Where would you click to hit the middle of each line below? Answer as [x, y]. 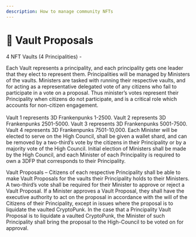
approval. [17, 228]
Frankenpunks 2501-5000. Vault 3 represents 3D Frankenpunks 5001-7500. [97, 124]
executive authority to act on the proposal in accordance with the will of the [97, 197]
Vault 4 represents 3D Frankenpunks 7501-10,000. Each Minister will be [92, 130]
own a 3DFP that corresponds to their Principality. [66, 161]
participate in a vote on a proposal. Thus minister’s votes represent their [92, 93]
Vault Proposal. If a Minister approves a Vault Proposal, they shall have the [95, 191]
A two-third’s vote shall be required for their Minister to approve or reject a [95, 184]
